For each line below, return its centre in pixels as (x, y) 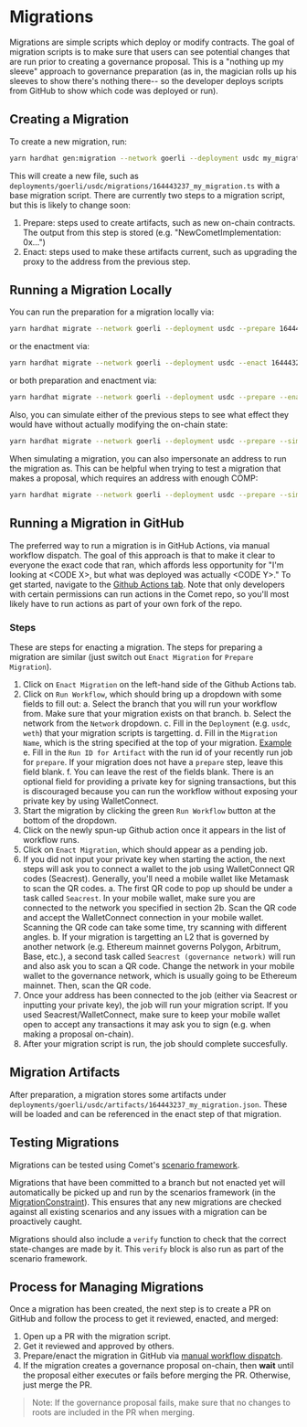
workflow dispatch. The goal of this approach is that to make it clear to (143, 555)
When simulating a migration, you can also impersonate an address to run (148, 458)
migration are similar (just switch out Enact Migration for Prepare (132, 656)
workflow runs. (51, 839)
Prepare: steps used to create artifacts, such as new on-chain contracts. (159, 222)
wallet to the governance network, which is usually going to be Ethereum (160, 975)
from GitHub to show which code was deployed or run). (114, 91)
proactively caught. (46, 1221)
